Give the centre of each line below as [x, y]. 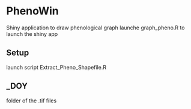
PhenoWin [32, 11]
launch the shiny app [32, 34]
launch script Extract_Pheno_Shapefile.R [56, 67]
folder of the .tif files [32, 101]
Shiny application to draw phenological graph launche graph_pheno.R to [95, 28]
